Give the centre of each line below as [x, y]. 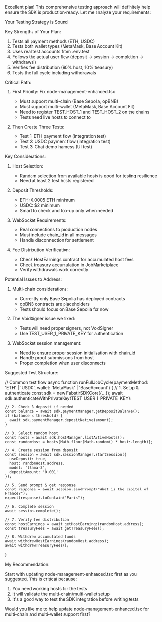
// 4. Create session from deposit [42, 450]
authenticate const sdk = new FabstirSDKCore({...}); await [64, 393]
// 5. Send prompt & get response [41, 485]
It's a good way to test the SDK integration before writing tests [75, 599]
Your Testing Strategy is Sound [36, 22]
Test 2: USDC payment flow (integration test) [65, 141]
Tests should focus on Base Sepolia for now [64, 309]
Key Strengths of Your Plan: [33, 31]
